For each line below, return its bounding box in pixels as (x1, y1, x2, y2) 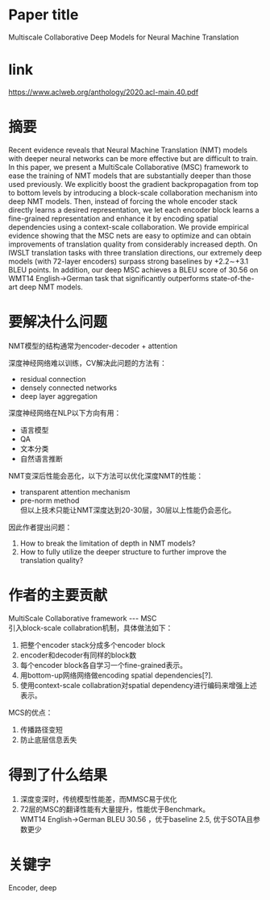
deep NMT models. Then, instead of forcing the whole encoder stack (8, 196, 238, 206)
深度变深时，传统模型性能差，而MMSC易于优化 (19, 794, 177, 803)
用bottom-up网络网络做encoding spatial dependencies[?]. (19, 670, 214, 680)
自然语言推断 (19, 454, 63, 463)
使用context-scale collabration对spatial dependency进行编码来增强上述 (19, 680, 258, 690)
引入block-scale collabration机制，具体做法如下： (8, 623, 173, 632)
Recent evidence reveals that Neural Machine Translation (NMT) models (8, 145, 248, 155)
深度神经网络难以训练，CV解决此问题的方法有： (8, 358, 167, 367)
